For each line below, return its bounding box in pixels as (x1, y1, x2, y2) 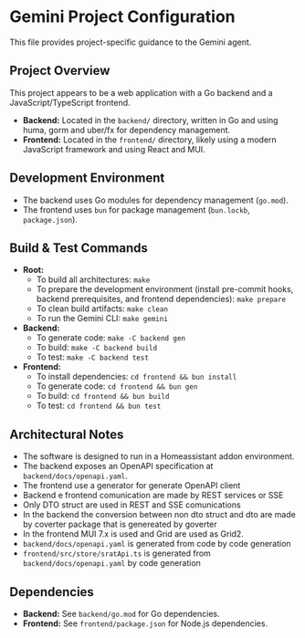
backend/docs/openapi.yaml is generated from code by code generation (22, 539, 291, 549)
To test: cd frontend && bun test (36, 400, 162, 412)
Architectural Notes (9, 426, 124, 442)
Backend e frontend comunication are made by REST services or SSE (22, 490, 284, 501)
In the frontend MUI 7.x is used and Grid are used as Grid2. (22, 528, 244, 539)
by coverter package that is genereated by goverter (22, 518, 217, 530)
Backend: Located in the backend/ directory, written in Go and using (22, 114, 279, 125)
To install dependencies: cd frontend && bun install (36, 371, 237, 382)
